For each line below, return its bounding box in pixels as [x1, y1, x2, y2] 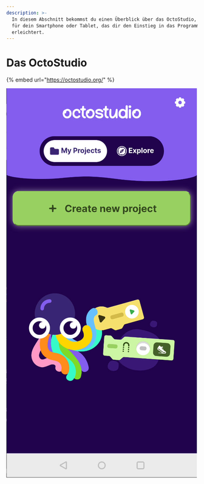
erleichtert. [12, 29, 45, 35]
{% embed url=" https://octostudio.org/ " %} [6, 76, 115, 83]
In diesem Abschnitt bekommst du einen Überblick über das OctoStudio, [12, 16, 197, 23]
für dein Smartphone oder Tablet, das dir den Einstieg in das [12, 23, 175, 29]
